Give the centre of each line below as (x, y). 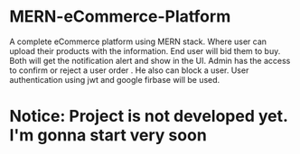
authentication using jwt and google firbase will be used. (115, 79)
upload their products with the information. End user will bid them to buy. (145, 50)
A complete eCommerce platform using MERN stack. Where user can (138, 41)
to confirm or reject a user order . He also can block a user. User (129, 70)
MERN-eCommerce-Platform (120, 17)
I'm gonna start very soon (108, 136)
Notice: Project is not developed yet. (149, 117)
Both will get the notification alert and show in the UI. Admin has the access (150, 60)
